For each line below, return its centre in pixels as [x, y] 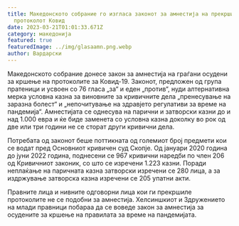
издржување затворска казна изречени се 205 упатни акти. [99, 178]
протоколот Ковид [39, 21]
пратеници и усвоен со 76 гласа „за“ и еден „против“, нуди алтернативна [118, 89]
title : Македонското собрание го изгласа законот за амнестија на [108, 14]
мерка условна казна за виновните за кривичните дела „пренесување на [119, 96]
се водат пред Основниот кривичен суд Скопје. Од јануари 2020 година [117, 148]
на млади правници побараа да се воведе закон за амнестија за [106, 207]
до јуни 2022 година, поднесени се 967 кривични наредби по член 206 [116, 155]
